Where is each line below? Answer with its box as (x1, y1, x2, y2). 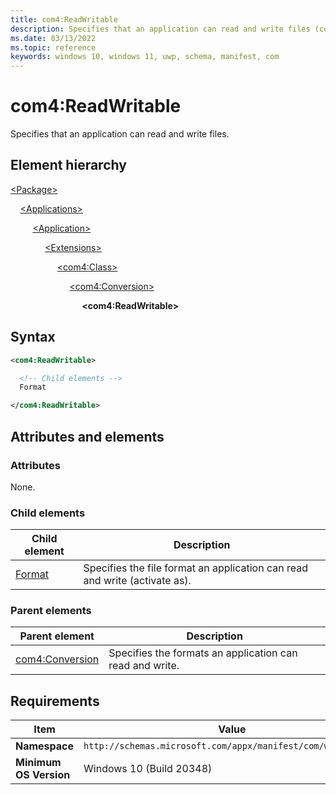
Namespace (15, 739, 75, 753)
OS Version (15, 768, 71, 782)
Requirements (10, 692, 100, 710)
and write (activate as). (83, 574, 192, 588)
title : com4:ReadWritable (10, 14, 118, 25)
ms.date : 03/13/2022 (10, 33, 97, 43)
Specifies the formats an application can (108, 646, 298, 660)
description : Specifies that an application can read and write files (10, 24, 311, 34)
